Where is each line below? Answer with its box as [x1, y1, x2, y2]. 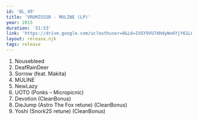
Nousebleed [14, 57, 45, 65]
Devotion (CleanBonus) [14, 95, 72, 102]
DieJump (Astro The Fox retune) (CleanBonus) [14, 101, 128, 108]
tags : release [6, 42, 41, 48]
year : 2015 [6, 19, 33, 25]
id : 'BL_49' [6, 8, 35, 15]
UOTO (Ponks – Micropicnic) [14, 89, 84, 96]
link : [6, 31, 19, 36]
